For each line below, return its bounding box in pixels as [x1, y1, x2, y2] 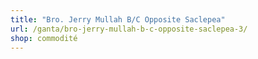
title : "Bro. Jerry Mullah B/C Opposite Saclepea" [10, 14, 226, 25]
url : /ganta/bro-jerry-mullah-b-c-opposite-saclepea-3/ [10, 24, 248, 34]
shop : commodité [10, 33, 78, 43]
